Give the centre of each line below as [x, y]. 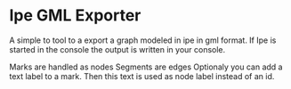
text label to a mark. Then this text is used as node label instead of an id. [142, 76]
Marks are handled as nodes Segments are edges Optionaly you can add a [146, 67]
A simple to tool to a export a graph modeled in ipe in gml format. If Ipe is [143, 40]
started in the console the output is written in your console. [117, 49]
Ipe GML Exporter [75, 16]
